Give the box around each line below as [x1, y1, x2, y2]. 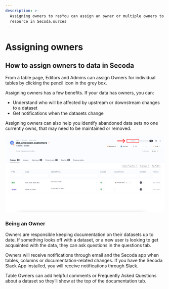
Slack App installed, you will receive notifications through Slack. [5, 263, 139, 269]
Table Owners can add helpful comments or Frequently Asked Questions [5, 272, 157, 278]
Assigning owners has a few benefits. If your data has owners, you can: [5, 90, 154, 96]
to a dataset [12, 105, 38, 111]
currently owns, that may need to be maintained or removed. [5, 125, 132, 131]
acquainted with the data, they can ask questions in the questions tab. [5, 242, 151, 248]
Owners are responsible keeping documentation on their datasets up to [5, 231, 154, 237]
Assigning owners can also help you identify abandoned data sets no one [5, 120, 158, 126]
